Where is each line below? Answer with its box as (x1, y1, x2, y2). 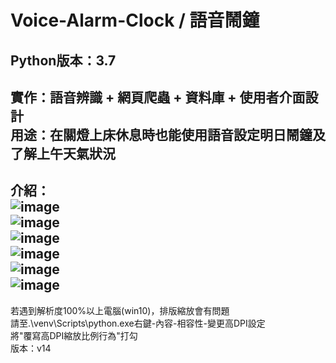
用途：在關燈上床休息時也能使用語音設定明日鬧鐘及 (10, 126, 326, 143)
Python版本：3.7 (10, 52, 117, 69)
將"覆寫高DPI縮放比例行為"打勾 (10, 329, 138, 341)
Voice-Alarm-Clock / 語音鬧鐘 (10, 9, 260, 32)
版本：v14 (10, 342, 52, 354)
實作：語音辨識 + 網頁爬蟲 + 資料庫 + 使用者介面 (10, 89, 306, 106)
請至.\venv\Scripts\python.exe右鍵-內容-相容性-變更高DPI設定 (10, 317, 266, 329)
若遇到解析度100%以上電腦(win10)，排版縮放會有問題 (10, 304, 230, 316)
